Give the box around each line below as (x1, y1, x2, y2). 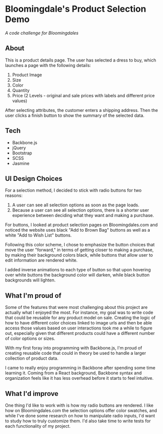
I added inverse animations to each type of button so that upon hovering (5, 267, 151, 273)
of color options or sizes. (5, 336, 55, 342)
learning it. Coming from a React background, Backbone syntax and (5, 370, 142, 376)
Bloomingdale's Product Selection (5, 3, 146, 15)
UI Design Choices (5, 174, 63, 183)
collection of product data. (5, 355, 59, 361)
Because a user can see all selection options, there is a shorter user (12, 207, 149, 213)
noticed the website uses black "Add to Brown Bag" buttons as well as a (5, 227, 150, 233)
